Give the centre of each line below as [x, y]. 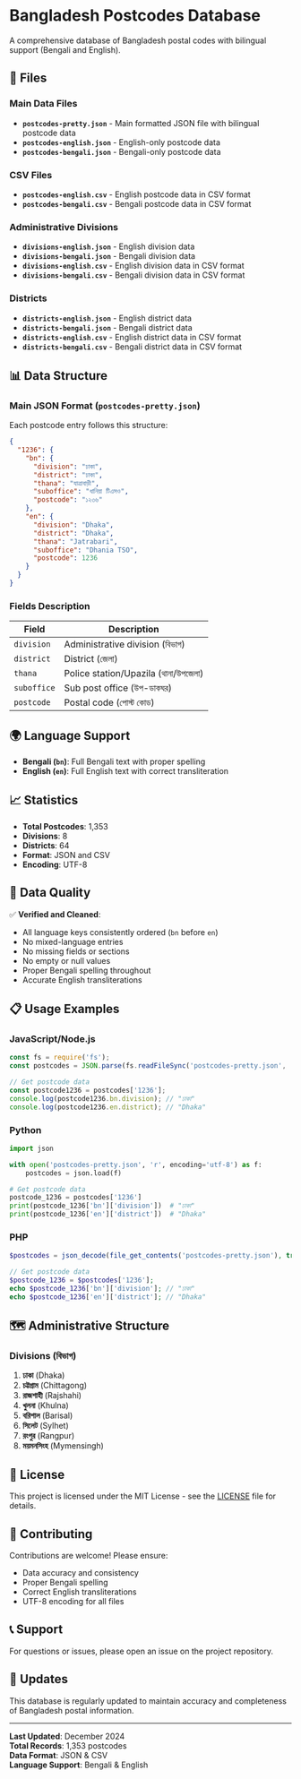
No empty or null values [66, 960]
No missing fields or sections [76, 951]
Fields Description [50, 606]
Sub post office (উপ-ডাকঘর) [118, 688]
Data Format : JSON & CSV [59, 1755]
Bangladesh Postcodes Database [135, 16]
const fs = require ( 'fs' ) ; [60, 1058]
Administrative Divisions [64, 227]
